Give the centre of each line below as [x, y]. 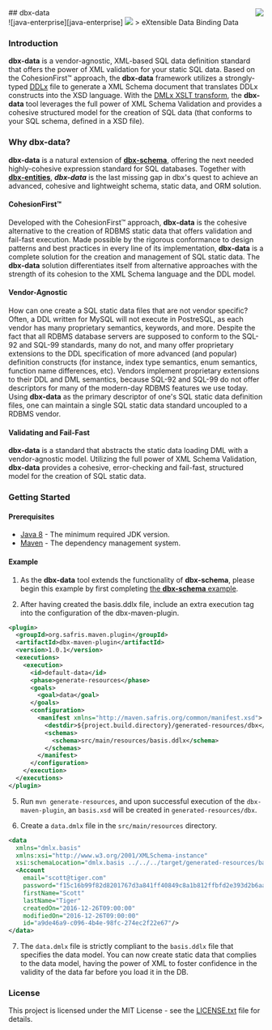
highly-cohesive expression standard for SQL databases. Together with [127, 169]
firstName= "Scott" [54, 893]
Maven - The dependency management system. [100, 543]
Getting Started [39, 498]
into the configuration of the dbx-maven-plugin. [100, 613]
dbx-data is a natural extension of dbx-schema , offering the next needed [131, 160]
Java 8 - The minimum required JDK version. [95, 535]
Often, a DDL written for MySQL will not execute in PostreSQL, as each [126, 319]
